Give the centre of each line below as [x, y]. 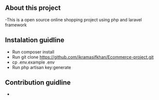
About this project [33, 8]
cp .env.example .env [33, 62]
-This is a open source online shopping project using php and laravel [73, 19]
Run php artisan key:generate [41, 67]
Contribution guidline [38, 83]
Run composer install [33, 52]
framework [16, 25]
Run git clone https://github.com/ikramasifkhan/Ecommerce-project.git [83, 57]
